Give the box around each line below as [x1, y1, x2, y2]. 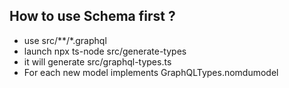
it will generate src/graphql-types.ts [23, 55, 172, 68]
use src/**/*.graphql [23, 34, 107, 46]
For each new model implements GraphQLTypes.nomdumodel [23, 66, 279, 78]
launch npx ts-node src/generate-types [23, 45, 187, 57]
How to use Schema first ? [9, 8, 176, 25]
